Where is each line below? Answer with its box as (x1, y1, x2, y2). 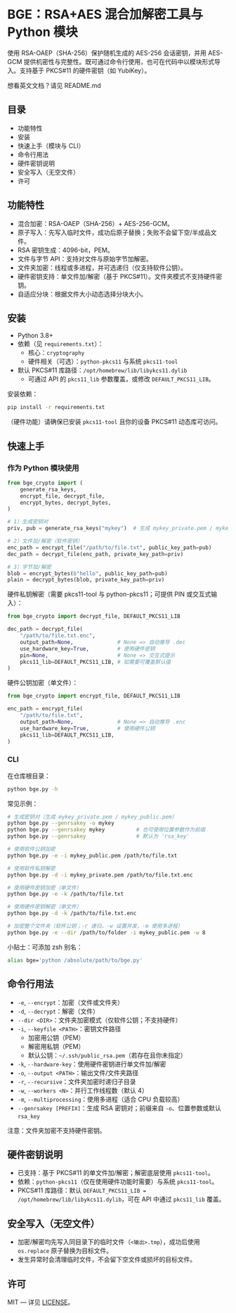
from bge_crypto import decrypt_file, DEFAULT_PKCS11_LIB (7, 613, 181, 620)
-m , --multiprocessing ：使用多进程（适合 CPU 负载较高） (17, 1095, 184, 1103)
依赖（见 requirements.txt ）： (17, 339, 104, 348)
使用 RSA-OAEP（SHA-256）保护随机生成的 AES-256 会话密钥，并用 (7, 49, 207, 57)
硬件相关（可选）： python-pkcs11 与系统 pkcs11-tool (27, 357, 178, 366)
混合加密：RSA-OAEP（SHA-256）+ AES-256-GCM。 (17, 219, 174, 227)
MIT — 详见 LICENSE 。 (7, 1298, 74, 1306)
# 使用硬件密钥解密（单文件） (7, 903, 82, 910)
